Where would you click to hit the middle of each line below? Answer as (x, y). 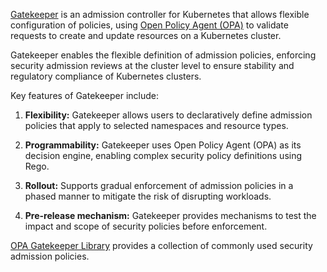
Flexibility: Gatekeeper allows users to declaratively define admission (168, 115)
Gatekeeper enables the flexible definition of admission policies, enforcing (163, 55)
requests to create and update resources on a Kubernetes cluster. (146, 35)
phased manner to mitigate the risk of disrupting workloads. (148, 196)
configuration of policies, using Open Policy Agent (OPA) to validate (149, 25)
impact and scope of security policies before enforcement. (146, 226)
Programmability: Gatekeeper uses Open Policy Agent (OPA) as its (163, 145)
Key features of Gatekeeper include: (85, 95)
